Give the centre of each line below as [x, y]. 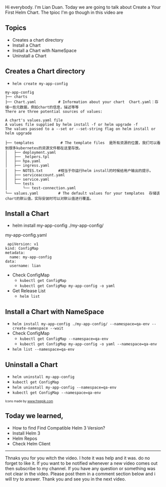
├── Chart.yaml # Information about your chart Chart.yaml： [80, 102]
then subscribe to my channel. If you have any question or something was [80, 468]
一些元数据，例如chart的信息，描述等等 [44, 107]
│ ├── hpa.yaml [23, 161]
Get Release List [29, 291]
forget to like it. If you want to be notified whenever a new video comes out [82, 463]
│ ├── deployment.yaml [31, 152]
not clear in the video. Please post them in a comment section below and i [80, 474]
